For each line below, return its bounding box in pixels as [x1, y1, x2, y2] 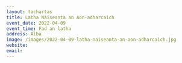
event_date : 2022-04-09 [6, 20, 66, 26]
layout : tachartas [6, 8, 52, 15]
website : [6, 43, 28, 49]
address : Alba [6, 31, 42, 37]
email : [6, 48, 23, 54]
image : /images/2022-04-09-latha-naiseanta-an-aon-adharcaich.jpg [6, 37, 177, 43]
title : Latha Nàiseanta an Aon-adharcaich [6, 14, 115, 20]
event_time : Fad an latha [6, 25, 71, 32]
